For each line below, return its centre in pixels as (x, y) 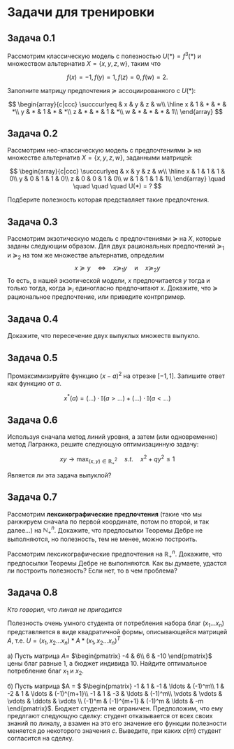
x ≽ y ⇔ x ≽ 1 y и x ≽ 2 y (117, 268)
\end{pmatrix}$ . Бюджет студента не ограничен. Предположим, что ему (115, 708)
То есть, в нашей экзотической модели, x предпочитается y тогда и (109, 280)
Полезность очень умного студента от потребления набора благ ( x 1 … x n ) (116, 624)
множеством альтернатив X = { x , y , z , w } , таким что (84, 63)
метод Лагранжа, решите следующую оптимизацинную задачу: (103, 444)
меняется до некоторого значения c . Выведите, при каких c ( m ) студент (114, 730)
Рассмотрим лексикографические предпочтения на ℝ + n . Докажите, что (115, 554)
